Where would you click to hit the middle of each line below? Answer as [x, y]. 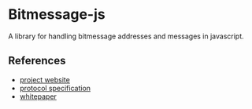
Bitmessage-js [57, 15]
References [37, 61]
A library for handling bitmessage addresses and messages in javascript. [126, 36]
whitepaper [38, 96]
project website [45, 79]
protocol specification [55, 88]
